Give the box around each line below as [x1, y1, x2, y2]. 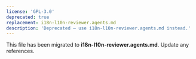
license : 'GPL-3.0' [6, 8, 55, 15]
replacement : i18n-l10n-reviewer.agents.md [6, 19, 117, 25]
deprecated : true [6, 14, 50, 20]
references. [6, 48, 35, 55]
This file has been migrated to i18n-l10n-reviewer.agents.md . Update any [6, 41, 189, 48]
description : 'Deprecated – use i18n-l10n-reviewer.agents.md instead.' [6, 25, 191, 31]
